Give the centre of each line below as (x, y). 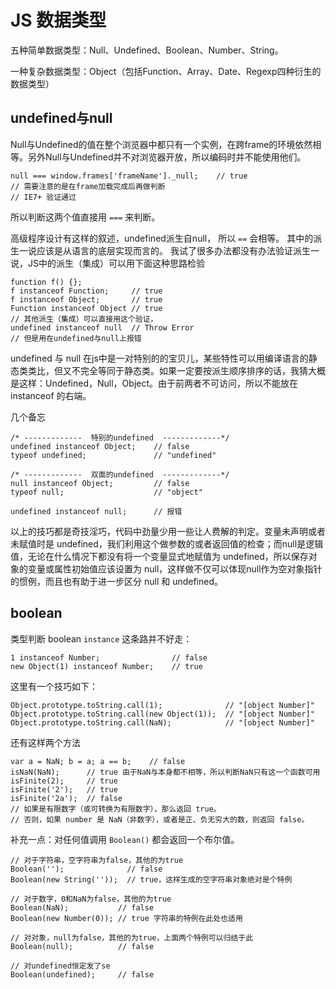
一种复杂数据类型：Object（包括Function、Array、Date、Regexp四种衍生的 (166, 71)
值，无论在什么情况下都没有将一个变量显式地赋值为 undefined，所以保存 (159, 556)
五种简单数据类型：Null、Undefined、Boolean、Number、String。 (147, 50)
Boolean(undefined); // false (82, 974)
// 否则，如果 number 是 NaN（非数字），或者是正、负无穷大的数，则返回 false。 (160, 819)
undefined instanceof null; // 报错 (96, 511)
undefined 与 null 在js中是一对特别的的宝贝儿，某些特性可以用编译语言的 (159, 358)
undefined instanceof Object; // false (100, 446)
